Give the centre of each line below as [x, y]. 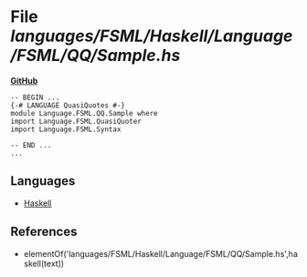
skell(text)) [44, 263]
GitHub [24, 80]
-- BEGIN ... [35, 97]
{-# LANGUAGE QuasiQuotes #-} [68, 105]
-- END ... [31, 145]
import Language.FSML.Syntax [66, 129]
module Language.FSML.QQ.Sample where [84, 113]
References [44, 232]
